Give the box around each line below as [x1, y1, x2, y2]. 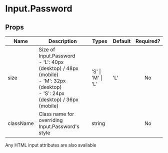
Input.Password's [38, 123, 80, 130]
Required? [135, 38, 160, 44]
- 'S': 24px [38, 90, 65, 96]
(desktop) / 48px [38, 65, 78, 71]
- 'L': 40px [38, 58, 64, 65]
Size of [38, 46, 55, 53]
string [91, 120, 105, 126]
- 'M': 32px [38, 77, 66, 84]
